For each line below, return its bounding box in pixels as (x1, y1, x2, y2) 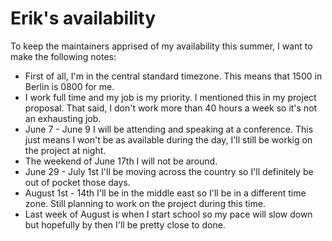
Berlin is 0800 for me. (24, 80, 115, 92)
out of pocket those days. (24, 176, 131, 188)
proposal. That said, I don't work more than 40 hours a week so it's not (24, 102, 318, 114)
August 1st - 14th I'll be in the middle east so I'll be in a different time (24, 187, 307, 199)
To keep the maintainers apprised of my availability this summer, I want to (10, 40, 313, 52)
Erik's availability (10, 7, 157, 30)
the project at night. (24, 144, 107, 156)
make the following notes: (10, 50, 117, 62)
